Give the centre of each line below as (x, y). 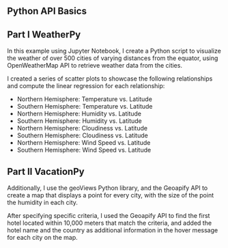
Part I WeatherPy (44, 35)
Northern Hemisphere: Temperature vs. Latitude (84, 99)
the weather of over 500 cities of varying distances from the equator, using (113, 58)
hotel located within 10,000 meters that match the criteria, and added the (110, 223)
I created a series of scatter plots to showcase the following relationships (110, 79)
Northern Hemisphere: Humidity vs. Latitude (79, 114)
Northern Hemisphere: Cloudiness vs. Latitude (82, 128)
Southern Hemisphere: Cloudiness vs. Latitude (82, 135)
